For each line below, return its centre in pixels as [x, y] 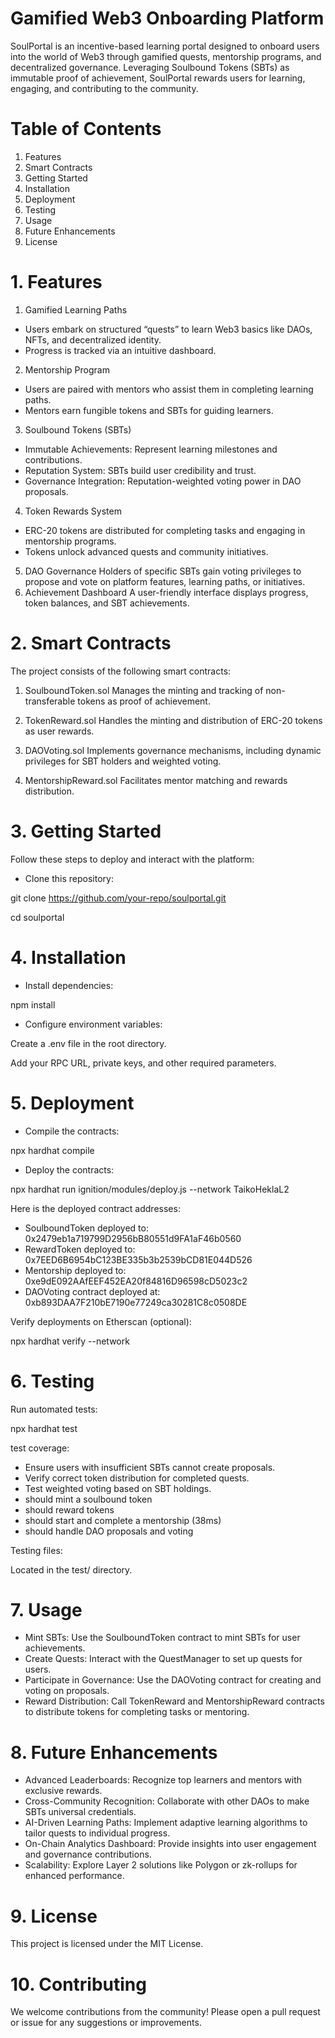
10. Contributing [78, 1984]
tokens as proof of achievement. [144, 701]
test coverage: [40, 1448]
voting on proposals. [67, 1691]
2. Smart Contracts [91, 643]
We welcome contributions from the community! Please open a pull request [165, 2012]
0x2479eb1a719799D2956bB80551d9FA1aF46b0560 [133, 1238]
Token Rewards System [73, 511]
